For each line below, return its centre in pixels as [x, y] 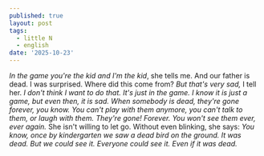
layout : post [31, 23]
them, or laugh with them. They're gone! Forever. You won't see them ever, [132, 118]
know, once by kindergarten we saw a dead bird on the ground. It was [125, 135]
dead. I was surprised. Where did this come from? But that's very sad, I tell [133, 84]
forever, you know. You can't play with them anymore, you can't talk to [126, 110]
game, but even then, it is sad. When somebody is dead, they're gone [124, 101]
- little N [35, 38]
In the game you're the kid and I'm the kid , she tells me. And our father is [130, 76]
